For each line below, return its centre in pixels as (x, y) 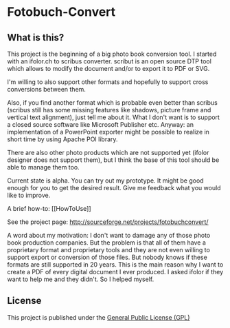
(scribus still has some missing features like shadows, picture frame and (109, 110)
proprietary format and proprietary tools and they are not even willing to (109, 250)
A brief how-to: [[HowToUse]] (49, 208)
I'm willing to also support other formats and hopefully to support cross (108, 82)
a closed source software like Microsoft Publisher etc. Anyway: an (101, 124)
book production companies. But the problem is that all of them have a (106, 243)
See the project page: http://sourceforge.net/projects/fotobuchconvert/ (108, 222)
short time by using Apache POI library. (62, 139)
